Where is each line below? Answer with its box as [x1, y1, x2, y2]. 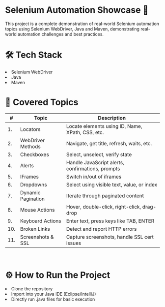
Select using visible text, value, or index [66, 181, 158, 188]
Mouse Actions [20, 206, 55, 213]
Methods [20, 143, 41, 150]
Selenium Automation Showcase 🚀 [5, 4, 149, 16]
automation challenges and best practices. [17, 31, 104, 37]
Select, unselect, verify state [66, 151, 132, 158]
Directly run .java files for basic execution [11, 296, 95, 302]
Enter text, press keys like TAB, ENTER [66, 217, 155, 224]
